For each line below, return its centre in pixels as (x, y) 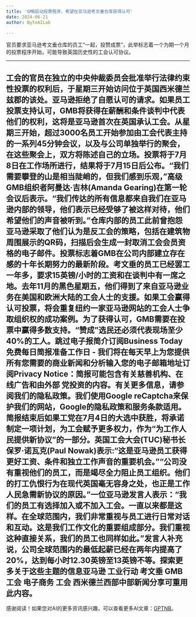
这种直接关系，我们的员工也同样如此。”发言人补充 (94, 538)
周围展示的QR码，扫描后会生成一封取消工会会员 (92, 242)
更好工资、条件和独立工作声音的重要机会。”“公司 (93, 462)
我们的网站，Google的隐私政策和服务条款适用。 (100, 407)
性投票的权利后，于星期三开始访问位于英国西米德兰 (98, 89)
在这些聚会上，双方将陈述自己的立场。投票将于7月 (97, 155)
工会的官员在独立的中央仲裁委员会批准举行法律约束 (98, 77)
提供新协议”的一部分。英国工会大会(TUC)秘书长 (99, 440)
